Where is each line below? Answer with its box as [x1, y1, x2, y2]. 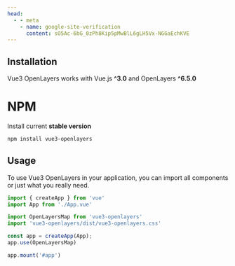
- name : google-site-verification [20, 23, 121, 30]
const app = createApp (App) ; [7, 232, 93, 240]
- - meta [13, 17, 39, 24]
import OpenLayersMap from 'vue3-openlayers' [7, 213, 142, 220]
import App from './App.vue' [7, 201, 93, 208]
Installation [7, 55, 58, 67]
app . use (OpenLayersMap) [7, 239, 77, 246]
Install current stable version [7, 122, 91, 130]
